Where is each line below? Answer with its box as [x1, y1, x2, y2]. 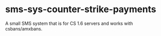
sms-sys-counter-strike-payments [5, 4, 156, 15]
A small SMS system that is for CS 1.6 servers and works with [5, 20, 133, 26]
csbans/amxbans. [5, 25, 43, 31]
